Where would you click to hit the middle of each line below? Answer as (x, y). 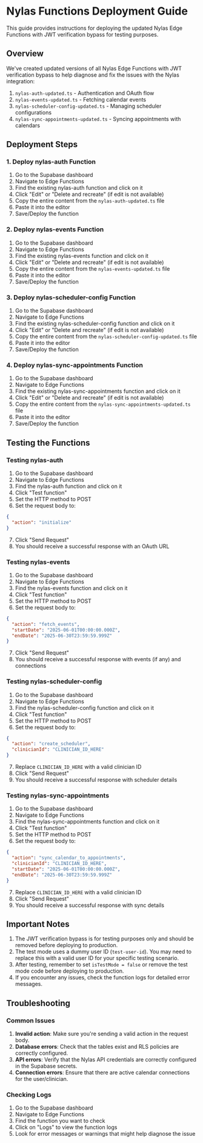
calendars (28, 125)
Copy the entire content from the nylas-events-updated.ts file (92, 268)
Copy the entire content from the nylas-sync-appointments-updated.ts (103, 404)
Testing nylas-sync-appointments (58, 796)
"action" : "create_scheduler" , (51, 744)
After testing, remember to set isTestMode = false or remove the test (101, 965)
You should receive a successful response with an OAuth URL (92, 546)
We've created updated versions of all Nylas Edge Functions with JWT (94, 68)
